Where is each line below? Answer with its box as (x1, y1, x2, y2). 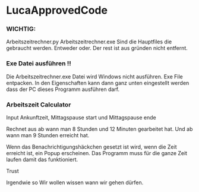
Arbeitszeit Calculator (6, 100, 71, 109)
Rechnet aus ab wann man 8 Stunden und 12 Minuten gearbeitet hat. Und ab (6, 125, 193, 133)
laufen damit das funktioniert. (6, 156, 78, 163)
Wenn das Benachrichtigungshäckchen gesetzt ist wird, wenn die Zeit (6, 143, 177, 150)
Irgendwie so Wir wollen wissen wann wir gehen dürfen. (6, 179, 144, 186)
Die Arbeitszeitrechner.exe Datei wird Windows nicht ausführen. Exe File (6, 73, 183, 80)
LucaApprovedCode (6, 4, 108, 17)
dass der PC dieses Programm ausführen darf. (6, 86, 120, 93)
